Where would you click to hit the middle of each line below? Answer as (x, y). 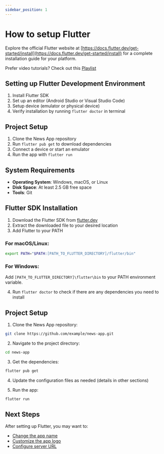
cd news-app (17, 352)
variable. (14, 282)
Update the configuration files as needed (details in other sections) (81, 380)
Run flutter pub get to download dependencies (62, 144)
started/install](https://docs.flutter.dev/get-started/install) (63, 53)
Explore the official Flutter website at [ (44, 48)
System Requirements (40, 170)
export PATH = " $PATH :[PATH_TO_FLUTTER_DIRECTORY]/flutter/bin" (70, 254)
